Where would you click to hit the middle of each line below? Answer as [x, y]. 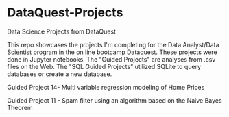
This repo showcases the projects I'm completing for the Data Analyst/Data [113, 44]
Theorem [20, 107]
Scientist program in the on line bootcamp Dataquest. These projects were [112, 52]
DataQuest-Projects [65, 13]
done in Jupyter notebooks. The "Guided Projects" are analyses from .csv [111, 59]
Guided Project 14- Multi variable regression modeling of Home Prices [106, 87]
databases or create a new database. [60, 74]
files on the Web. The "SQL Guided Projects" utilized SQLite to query [104, 66]
